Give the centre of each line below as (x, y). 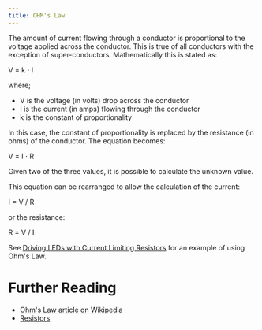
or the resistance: (37, 217)
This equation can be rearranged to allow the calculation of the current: (124, 187)
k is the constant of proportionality (76, 117)
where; (20, 85)
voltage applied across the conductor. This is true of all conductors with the (131, 46)
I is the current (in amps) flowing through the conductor (110, 109)
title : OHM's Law (37, 15)
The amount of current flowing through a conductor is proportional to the (127, 38)
